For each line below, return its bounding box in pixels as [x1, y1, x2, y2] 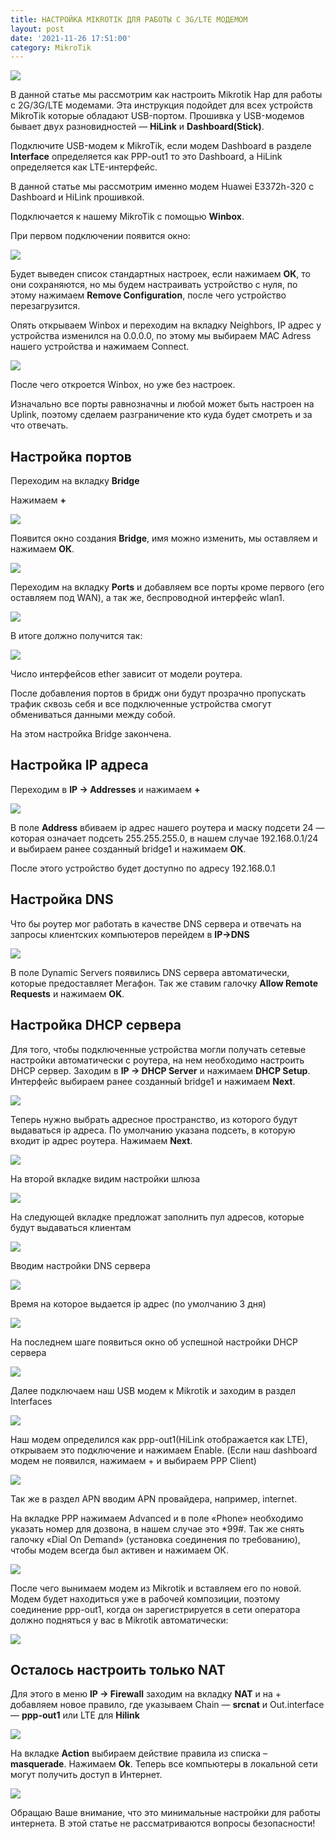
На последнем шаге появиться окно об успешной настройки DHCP [10, 1336, 299, 1348]
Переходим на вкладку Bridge [10, 475, 140, 487]
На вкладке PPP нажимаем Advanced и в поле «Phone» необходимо [10, 1512, 304, 1524]
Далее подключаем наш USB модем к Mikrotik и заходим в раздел [10, 1384, 296, 1396]
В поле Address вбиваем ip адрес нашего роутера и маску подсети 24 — [10, 821, 325, 833]
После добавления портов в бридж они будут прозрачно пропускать [10, 687, 307, 700]
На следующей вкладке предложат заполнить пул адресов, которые [10, 1211, 305, 1223]
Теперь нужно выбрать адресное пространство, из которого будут [10, 1113, 298, 1125]
